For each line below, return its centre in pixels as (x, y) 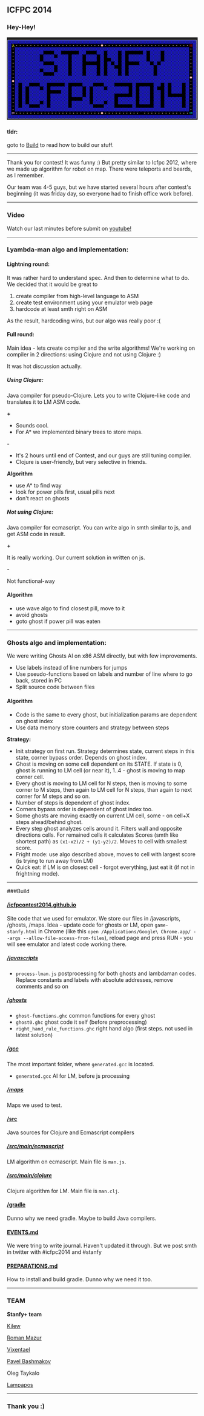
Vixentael (18, 1349)
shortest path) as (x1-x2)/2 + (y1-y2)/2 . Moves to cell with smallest (101, 841)
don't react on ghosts (42, 498)
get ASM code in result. (36, 534)
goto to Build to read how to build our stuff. (60, 145)
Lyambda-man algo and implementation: (68, 250)
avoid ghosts (31, 615)
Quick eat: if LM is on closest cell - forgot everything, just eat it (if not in (105, 867)
